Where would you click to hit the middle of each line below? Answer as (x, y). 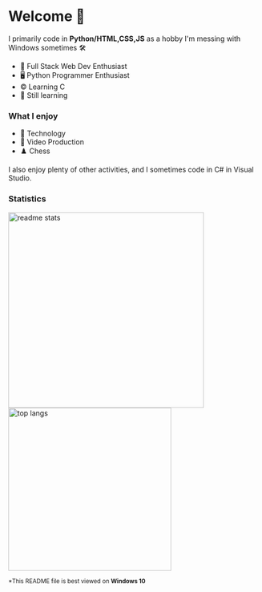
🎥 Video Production (52, 142)
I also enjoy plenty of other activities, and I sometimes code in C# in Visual (131, 170)
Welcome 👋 (47, 16)
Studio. (20, 178)
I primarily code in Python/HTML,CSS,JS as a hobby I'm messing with (125, 39)
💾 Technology (43, 134)
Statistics (27, 199)
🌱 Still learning (44, 95)
